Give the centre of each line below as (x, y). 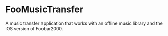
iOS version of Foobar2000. (34, 28)
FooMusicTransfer (45, 9)
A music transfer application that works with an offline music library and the (84, 23)
